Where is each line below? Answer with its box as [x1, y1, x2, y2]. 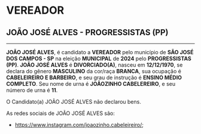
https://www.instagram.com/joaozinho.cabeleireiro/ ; [14, 121, 144, 128]
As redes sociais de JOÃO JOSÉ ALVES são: [6, 110, 115, 117]
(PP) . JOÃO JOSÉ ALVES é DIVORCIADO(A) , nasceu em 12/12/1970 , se [6, 61, 183, 68]
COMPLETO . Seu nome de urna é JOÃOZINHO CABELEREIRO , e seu [6, 80, 175, 87]
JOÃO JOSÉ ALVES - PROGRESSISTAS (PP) [6, 27, 169, 38]
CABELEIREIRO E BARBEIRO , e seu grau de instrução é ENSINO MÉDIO [6, 74, 182, 81]
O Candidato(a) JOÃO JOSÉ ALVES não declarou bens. [6, 98, 142, 105]
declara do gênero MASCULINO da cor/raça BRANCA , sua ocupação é [6, 68, 181, 74]
